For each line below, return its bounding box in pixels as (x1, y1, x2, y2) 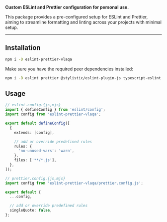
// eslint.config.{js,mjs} (5, 102, 61, 108)
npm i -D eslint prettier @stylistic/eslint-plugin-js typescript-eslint (5, 75, 162, 80)
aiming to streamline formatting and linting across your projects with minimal (5, 19, 162, 25)
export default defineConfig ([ (5, 121, 70, 126)
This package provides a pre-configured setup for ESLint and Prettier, (5, 14, 148, 19)
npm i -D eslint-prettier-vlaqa (5, 57, 72, 62)
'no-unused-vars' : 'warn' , (18, 148, 75, 154)
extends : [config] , (14, 130, 55, 135)
